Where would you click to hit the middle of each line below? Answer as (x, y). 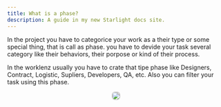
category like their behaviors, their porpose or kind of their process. (104, 54)
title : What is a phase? (43, 13)
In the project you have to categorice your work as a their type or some (108, 39)
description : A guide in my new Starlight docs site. (86, 20)
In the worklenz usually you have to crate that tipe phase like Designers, (109, 67)
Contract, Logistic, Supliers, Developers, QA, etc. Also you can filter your (110, 74)
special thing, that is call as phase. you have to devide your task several (109, 47)
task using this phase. (38, 82)
